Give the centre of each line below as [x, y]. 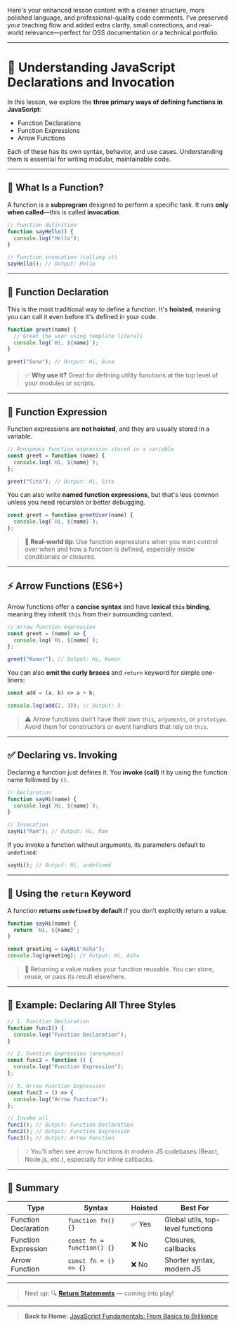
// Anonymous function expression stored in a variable [91, 449]
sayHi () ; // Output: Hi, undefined [59, 865]
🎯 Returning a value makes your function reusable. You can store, [119, 969]
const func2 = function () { [50, 1061]
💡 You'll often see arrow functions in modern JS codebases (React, [122, 1151]
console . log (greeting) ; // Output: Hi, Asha [73, 956]
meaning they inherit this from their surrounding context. [90, 614]
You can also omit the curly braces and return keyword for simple [104, 673]
